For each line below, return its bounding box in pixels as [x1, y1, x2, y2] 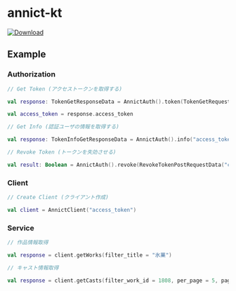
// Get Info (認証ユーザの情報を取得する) [7, 123, 119, 130]
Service [7, 223, 34, 233]
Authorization [7, 69, 56, 79]
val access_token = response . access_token [7, 111, 133, 118]
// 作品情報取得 [7, 239, 48, 246]
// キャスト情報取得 [7, 264, 59, 271]
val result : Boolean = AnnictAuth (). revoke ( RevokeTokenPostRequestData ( [7, 161, 225, 168]
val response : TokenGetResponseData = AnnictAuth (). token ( [7, 98, 184, 105]
